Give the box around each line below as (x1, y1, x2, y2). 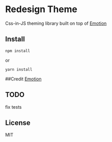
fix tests (5, 104, 22, 110)
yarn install (5, 67, 33, 72)
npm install (5, 48, 30, 54)
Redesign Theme (5, 4, 78, 15)
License (5, 118, 31, 127)
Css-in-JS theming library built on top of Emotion (5, 20, 107, 26)
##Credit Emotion (5, 76, 42, 82)
